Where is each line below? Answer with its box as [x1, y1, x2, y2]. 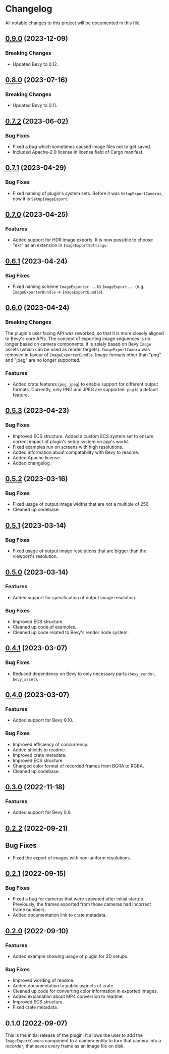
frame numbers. [12, 906, 46, 913]
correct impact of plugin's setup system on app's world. [12, 438, 130, 445]
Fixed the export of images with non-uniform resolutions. [12, 854, 131, 860]
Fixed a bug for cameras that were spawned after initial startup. [12, 896, 145, 902]
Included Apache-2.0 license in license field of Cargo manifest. [12, 149, 144, 155]
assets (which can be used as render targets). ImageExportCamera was [5, 346, 150, 352]
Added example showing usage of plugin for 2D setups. [12, 953, 129, 960]
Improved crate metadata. [12, 752, 67, 758]
